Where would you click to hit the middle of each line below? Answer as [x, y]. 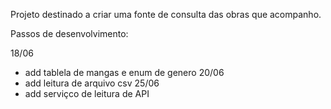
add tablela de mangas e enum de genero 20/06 [124, 72]
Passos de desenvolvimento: [69, 33]
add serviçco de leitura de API [87, 93]
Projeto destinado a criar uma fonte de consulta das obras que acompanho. [166, 14]
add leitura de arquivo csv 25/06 [92, 83]
